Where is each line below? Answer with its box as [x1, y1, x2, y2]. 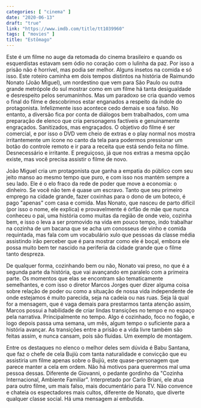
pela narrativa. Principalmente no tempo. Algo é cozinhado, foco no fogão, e [6, 314, 195, 320]
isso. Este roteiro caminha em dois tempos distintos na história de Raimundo [6, 73, 195, 79]
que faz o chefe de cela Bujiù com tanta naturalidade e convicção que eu [6, 350, 187, 357]
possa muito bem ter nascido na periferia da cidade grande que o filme [6, 244, 182, 251]
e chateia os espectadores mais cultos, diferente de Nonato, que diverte [6, 389, 185, 396]
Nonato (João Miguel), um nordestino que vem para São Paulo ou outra [6, 79, 183, 86]
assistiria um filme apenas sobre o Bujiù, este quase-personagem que [6, 357, 179, 364]
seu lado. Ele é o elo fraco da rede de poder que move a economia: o [6, 180, 177, 187]
